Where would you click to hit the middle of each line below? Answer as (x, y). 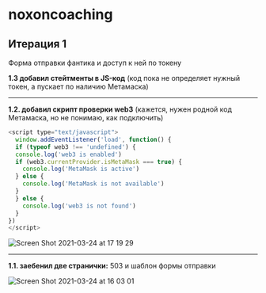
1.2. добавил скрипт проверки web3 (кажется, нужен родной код (120, 109)
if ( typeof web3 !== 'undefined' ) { (76, 147)
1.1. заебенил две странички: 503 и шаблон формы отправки (112, 266)
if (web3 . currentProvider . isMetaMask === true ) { (99, 162)
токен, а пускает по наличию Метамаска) (78, 86)
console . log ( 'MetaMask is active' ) (81, 169)
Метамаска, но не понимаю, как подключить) (86, 118)
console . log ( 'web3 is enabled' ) (69, 154)
